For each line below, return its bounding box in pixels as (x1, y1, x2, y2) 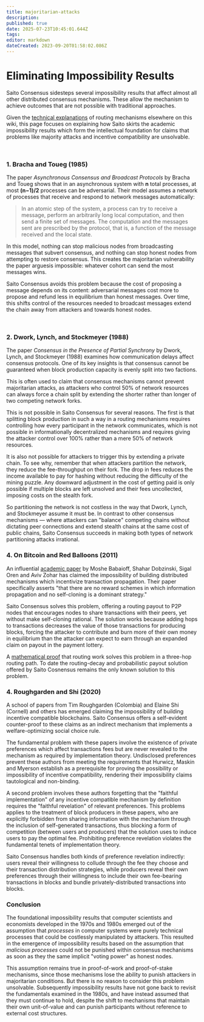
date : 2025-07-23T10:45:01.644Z (6, 26, 88, 32)
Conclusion (6, 900, 41, 908)
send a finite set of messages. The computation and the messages (21, 218, 188, 225)
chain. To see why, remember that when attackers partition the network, (6, 459, 187, 467)
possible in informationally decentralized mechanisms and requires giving (6, 428, 191, 436)
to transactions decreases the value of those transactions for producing (6, 622, 186, 629)
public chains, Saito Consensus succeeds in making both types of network (6, 529, 193, 537)
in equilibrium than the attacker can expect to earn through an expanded (6, 634, 188, 642)
